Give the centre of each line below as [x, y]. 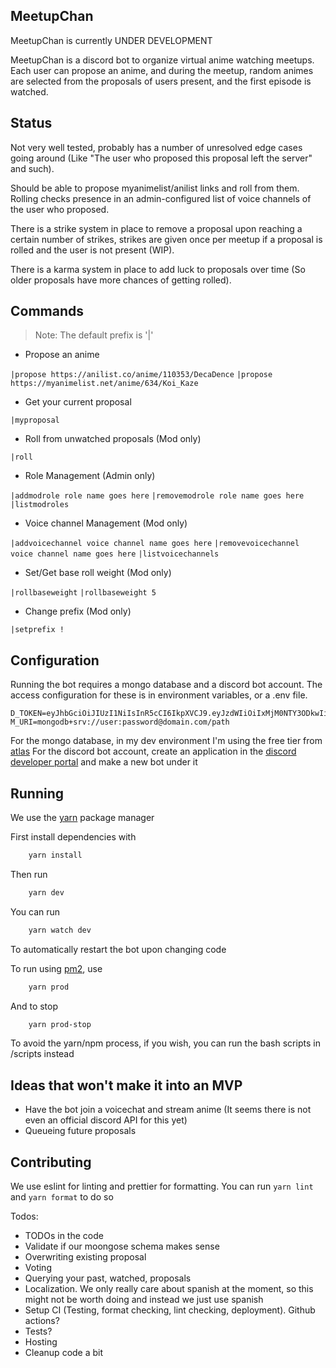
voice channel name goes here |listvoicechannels [115, 554]
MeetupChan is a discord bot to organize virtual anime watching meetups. [162, 60]
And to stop [34, 1006]
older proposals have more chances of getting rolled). [121, 280]
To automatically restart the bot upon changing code [118, 949]
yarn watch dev [60, 930]
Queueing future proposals [80, 1131]
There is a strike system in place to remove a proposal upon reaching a [156, 228]
